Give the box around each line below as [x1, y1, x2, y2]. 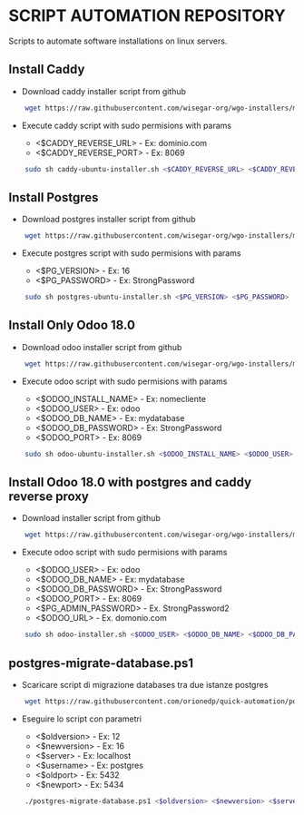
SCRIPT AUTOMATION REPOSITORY [8, 5, 287, 26]
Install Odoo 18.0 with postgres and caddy [8, 475, 251, 490]
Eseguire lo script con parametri [21, 713, 142, 724]
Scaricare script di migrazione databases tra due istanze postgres [21, 680, 269, 690]
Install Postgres [8, 190, 99, 205]
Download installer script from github [21, 513, 161, 524]
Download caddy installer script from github [21, 85, 187, 96]
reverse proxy [8, 489, 90, 505]
